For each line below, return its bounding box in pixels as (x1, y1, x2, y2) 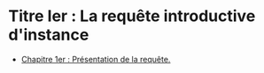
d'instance (8, 25, 89, 45)
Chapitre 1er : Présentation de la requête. (20, 54, 171, 64)
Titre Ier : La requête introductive (8, 6, 256, 26)
